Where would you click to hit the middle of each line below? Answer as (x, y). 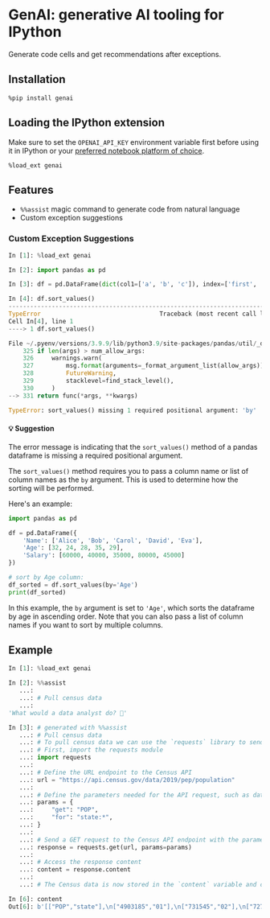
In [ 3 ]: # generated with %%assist (68, 727)
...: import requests (55, 758)
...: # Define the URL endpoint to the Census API (106, 772)
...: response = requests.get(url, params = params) (106, 847)
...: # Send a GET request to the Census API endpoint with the (129, 840)
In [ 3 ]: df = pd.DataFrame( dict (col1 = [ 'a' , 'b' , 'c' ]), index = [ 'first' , (133, 284)
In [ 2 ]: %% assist (37, 683)
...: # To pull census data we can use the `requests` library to (133, 743)
